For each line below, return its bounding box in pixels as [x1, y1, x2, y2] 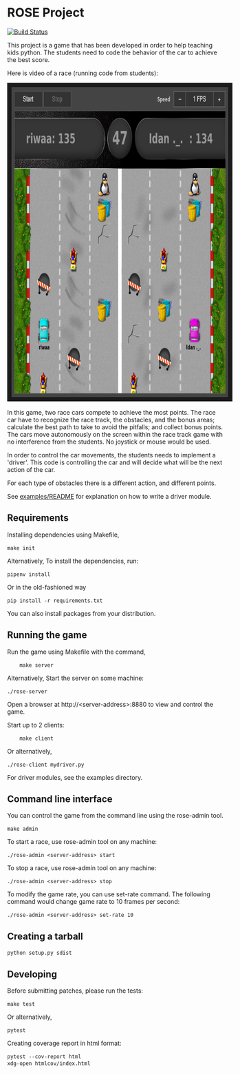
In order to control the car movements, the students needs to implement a [7, 451, 217, 459]
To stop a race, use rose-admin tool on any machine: [7, 864, 157, 872]
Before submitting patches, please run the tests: [7, 987, 143, 995]
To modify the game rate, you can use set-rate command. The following [7, 890, 211, 898]
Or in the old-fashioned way [7, 583, 87, 591]
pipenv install [7, 570, 51, 578]
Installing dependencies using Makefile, [7, 530, 120, 539]
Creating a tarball [7, 930, 84, 942]
